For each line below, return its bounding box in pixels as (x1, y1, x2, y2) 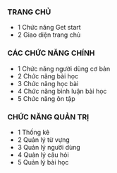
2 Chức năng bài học (17, 71, 79, 80)
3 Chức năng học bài (17, 79, 79, 88)
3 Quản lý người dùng (17, 143, 81, 151)
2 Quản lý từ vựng (17, 135, 70, 144)
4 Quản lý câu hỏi (17, 150, 69, 159)
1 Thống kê (17, 128, 50, 136)
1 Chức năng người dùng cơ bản (17, 64, 111, 73)
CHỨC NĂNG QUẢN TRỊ (7, 112, 90, 121)
